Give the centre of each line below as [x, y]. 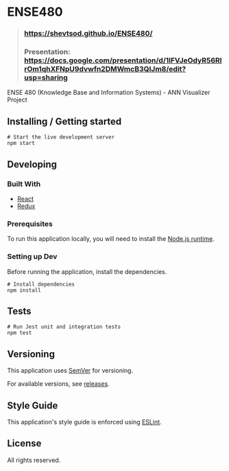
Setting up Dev [32, 257]
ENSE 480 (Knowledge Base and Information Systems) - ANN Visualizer [109, 93]
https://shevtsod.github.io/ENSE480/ [88, 34]
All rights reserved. [34, 460]
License [24, 444]
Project [17, 100]
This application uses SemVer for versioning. [70, 371]
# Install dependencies [41, 284]
